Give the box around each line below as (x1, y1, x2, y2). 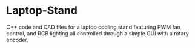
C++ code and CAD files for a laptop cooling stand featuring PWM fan (6, 23, 180, 31)
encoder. (6, 36, 28, 43)
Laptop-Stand (6, 4, 78, 17)
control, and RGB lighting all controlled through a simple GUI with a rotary (6, 29, 189, 37)
